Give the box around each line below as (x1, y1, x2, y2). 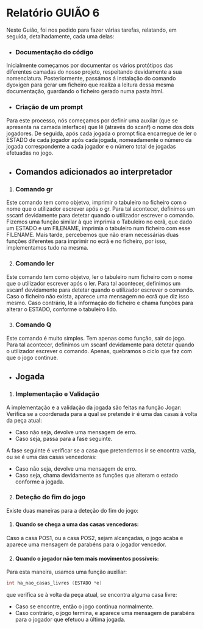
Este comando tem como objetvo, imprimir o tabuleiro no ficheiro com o (6, 199, 187, 206)
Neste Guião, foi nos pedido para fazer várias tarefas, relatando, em (6, 26, 177, 33)
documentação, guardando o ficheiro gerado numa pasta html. (6, 88, 164, 95)
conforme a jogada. (15, 478, 65, 485)
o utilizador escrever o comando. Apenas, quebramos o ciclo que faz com (6, 347, 192, 354)
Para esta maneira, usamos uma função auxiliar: (6, 568, 127, 575)
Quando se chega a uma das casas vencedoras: (15, 521, 139, 528)
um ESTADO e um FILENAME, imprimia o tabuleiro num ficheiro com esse (6, 225, 191, 232)
